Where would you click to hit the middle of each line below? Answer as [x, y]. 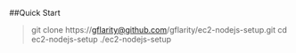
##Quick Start [35, 13]
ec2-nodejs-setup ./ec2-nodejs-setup [101, 39]
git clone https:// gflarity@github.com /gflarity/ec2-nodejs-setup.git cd [159, 30]
